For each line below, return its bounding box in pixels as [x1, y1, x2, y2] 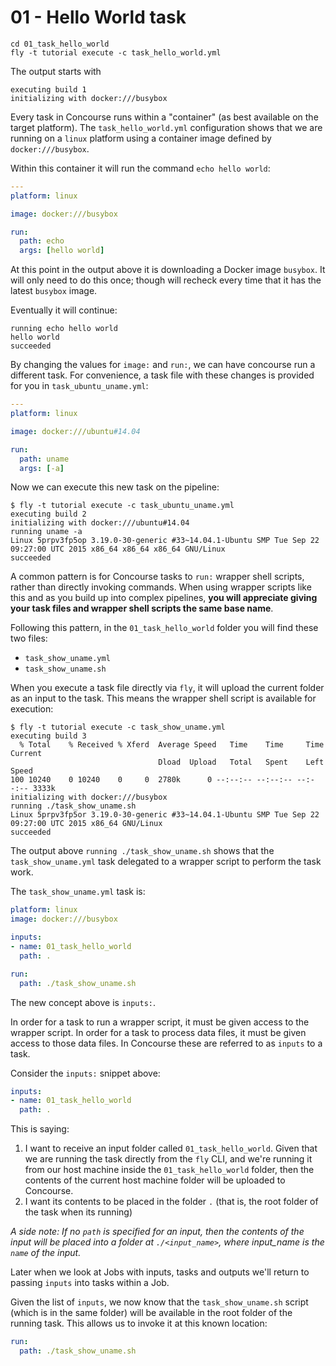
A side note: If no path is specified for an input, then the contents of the [10, 1226, 305, 1238]
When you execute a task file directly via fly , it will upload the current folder [10, 682, 325, 694]
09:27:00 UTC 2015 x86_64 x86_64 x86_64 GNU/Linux [10, 544, 226, 555]
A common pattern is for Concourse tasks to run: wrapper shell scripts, [10, 571, 305, 583]
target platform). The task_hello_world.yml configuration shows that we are [10, 121, 323, 133]
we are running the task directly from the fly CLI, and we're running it [24, 1153, 313, 1165]
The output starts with [10, 65, 102, 77]
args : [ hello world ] [19, 246, 105, 256]
